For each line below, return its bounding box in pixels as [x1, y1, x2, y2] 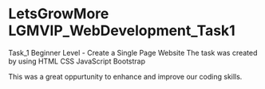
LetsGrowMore [8, 5, 109, 23]
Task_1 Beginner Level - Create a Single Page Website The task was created [8, 48, 258, 57]
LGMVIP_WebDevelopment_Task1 [8, 21, 235, 40]
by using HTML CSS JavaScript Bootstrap [8, 56, 146, 66]
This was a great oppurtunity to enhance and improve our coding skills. [8, 72, 243, 81]
